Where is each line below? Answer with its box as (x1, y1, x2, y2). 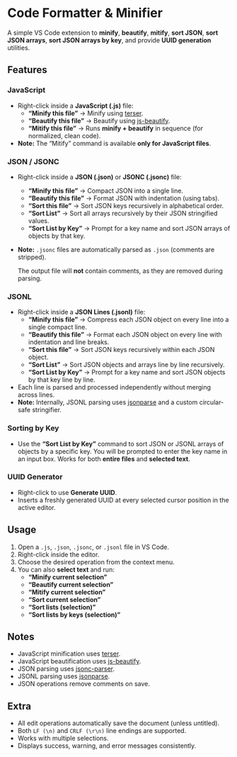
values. (28, 216, 50, 224)
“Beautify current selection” (28, 580, 114, 588)
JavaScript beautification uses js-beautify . (17, 657, 141, 666)
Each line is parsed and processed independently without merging (17, 383, 211, 392)
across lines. (17, 391, 55, 399)
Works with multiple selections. (17, 734, 109, 743)
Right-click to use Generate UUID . (17, 488, 117, 496)
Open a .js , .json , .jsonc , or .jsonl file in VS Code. (17, 542, 170, 551)
